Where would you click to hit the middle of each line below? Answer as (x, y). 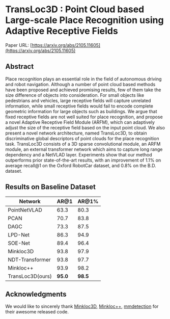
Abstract (20, 67)
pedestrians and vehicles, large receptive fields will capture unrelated (78, 100)
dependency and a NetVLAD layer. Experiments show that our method (79, 154)
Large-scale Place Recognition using (84, 20)
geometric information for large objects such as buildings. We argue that (81, 111)
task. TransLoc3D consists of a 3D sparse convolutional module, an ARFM (83, 144)
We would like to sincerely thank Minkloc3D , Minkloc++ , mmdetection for (82, 306)
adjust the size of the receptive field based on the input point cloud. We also (85, 127)
